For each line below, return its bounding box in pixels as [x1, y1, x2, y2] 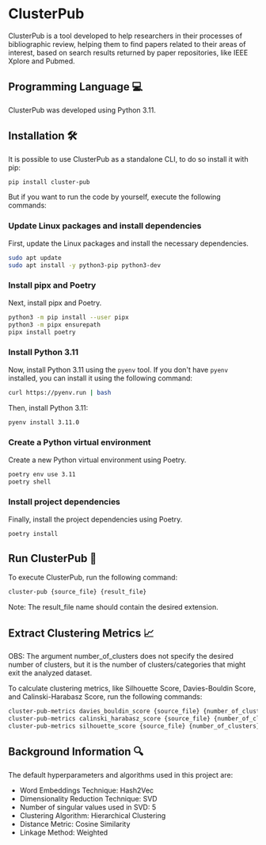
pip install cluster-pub [8, 178, 90, 186]
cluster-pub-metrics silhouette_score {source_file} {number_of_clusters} [8, 722, 260, 730]
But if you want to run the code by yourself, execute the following [8, 192, 222, 202]
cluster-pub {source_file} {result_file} [8, 588, 147, 596]
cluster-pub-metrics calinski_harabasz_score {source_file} [8, 715, 211, 723]
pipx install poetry [8, 328, 77, 336]
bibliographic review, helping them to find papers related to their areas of [8, 39, 246, 48]
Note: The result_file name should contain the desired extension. [8, 602, 219, 612]
